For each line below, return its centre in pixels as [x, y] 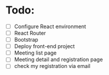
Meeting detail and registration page [58, 60]
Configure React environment [50, 26]
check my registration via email [52, 66]
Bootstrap [26, 40]
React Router [30, 33]
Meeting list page [35, 53]
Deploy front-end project [44, 46]
